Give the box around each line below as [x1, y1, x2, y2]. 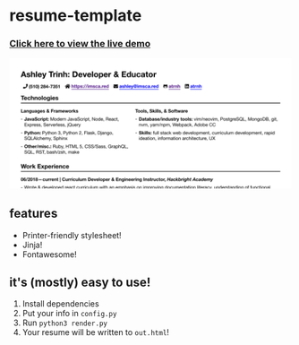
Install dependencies [21, 298, 100, 309]
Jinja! [21, 239, 43, 250]
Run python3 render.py [21, 317, 107, 328]
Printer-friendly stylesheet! [21, 229, 123, 240]
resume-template [9, 5, 142, 26]
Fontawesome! [21, 248, 78, 260]
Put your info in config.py [21, 308, 117, 319]
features [9, 206, 58, 221]
